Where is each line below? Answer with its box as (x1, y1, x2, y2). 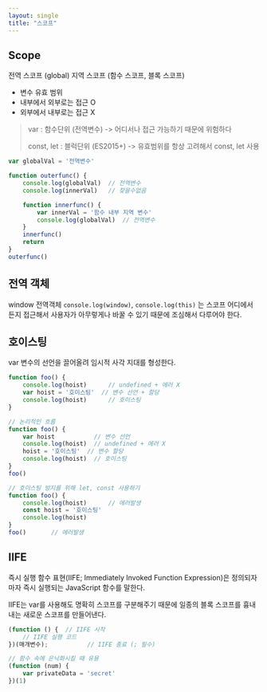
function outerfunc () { (8, 172, 88, 180)
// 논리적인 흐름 (8, 418, 56, 426)
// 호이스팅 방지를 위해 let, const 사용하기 (8, 484, 140, 492)
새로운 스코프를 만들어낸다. (22, 609, 107, 619)
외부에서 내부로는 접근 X (19, 108, 96, 117)
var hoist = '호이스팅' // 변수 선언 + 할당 (22, 388, 159, 397)
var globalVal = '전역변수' (8, 157, 95, 166)
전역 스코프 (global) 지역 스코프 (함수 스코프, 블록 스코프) (8, 71, 185, 81)
